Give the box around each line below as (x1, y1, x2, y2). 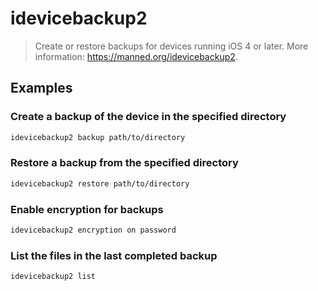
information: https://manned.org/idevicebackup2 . (34, 50, 238, 62)
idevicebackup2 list (10, 272, 97, 282)
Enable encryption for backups (10, 202, 164, 216)
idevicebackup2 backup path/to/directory (10, 132, 186, 142)
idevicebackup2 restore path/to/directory (10, 178, 190, 189)
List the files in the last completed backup (10, 248, 218, 262)
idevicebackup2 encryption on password (10, 225, 177, 235)
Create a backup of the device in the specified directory (10, 110, 287, 124)
